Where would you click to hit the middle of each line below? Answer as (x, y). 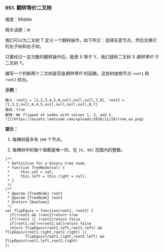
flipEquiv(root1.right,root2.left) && (65, 237)
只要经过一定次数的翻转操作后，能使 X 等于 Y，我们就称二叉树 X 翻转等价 (80, 57)
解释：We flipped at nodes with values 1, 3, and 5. (59, 115)
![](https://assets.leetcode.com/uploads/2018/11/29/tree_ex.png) (75, 119)
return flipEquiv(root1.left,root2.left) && (56, 228)
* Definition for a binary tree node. (47, 164)
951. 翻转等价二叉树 (29, 7)
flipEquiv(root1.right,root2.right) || (46, 232)
